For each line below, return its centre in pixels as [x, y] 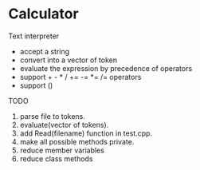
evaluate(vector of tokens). [64, 125]
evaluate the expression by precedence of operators [106, 68]
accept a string [45, 51]
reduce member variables [62, 150]
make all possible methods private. [77, 141]
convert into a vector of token [69, 60]
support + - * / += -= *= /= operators [80, 77]
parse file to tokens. [53, 116]
